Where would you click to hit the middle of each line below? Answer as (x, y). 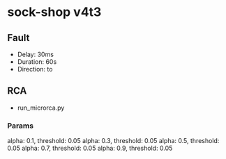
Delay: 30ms (36, 54)
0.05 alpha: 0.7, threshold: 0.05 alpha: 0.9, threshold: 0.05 (90, 148)
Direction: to (35, 69)
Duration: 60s (37, 62)
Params (20, 126)
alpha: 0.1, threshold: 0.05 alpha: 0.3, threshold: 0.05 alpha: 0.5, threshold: (113, 141)
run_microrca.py (41, 108)
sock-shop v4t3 (54, 12)
